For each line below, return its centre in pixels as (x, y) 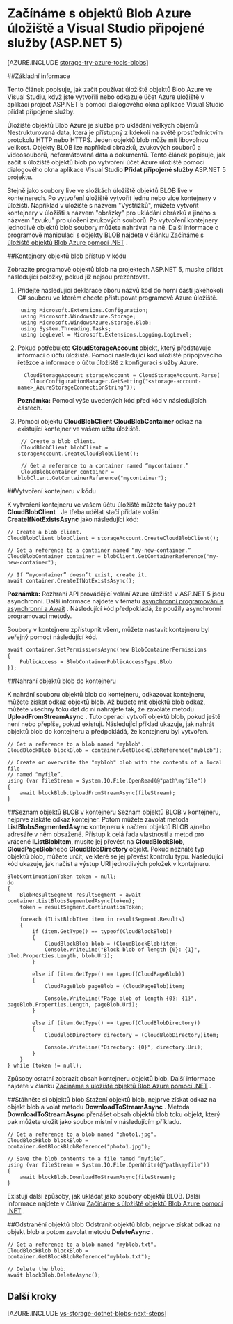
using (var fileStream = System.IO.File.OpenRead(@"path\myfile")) (107, 780)
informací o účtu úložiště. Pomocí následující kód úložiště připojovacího (120, 355)
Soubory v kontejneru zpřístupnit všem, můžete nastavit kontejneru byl (109, 629)
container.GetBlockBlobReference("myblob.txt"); (79, 1256)
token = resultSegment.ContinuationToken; (82, 907)
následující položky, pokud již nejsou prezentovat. (79, 277)
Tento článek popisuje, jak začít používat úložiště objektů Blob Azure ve (110, 89)
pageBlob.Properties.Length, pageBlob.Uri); (73, 1004)
